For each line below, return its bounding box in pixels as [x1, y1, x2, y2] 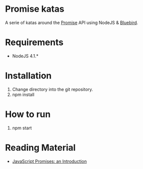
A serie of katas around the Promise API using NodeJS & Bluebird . [5, 20, 139, 25]
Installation [5, 70, 52, 81]
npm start [12, 125, 32, 131]
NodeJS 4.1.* [12, 53, 39, 59]
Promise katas [5, 3, 65, 15]
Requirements [5, 37, 64, 48]
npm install [12, 92, 35, 97]
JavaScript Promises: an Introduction [12, 158, 87, 164]
